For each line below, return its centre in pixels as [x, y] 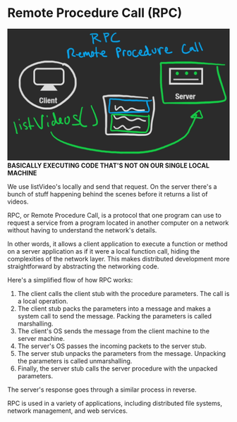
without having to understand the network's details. [82, 230]
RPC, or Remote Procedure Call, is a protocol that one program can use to [115, 216]
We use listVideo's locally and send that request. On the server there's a [112, 187]
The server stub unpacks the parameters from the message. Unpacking [122, 354]
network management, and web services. [68, 411]
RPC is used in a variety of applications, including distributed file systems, [115, 404]
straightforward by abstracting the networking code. [83, 266]
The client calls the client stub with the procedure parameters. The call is [123, 294]
